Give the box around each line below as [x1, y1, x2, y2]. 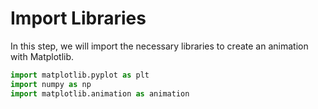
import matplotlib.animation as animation [10, 88, 190, 99]
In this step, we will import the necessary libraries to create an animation [10, 40, 309, 52]
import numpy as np [10, 79, 92, 89]
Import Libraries [10, 7, 147, 30]
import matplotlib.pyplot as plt [10, 70, 150, 80]
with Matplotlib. [10, 50, 75, 62]
